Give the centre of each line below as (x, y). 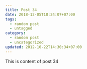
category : (16, 33)
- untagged (21, 28)
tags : (11, 19)
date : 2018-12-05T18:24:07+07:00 (40, 14)
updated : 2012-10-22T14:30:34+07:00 (43, 47)
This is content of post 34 (32, 61)
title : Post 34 (21, 10)
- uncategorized (27, 42)
